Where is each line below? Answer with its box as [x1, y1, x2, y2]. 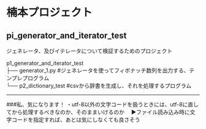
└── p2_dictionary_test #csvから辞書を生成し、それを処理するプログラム [6, 82, 192, 89]
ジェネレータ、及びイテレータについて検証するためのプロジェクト [6, 47, 173, 54]
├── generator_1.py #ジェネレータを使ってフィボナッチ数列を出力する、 [6, 67, 189, 74]
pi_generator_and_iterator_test [6, 30, 127, 40]
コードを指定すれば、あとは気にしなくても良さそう [11, 116, 140, 123]
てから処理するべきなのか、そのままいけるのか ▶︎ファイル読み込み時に [6, 108, 190, 116]
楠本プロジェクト [6, 6, 93, 20]
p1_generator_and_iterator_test [6, 59, 84, 67]
